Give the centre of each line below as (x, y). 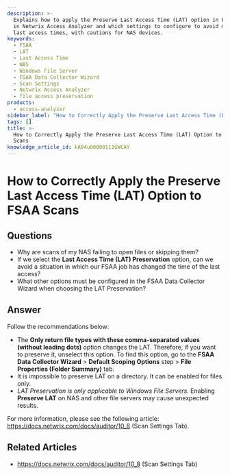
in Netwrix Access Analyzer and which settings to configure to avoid (116, 26)
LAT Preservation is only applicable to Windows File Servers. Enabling (116, 391)
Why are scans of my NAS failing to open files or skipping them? (108, 252)
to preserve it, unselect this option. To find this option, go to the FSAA (116, 354)
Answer (24, 310)
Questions (30, 235)
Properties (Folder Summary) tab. (66, 369)
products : (21, 103)
